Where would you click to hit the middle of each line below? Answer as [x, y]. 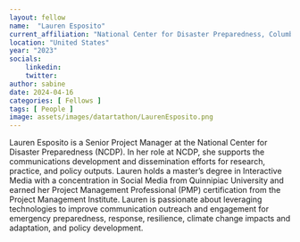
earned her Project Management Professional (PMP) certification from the [145, 190]
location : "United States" [59, 42]
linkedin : [44, 68]
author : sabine [37, 84]
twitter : [42, 76]
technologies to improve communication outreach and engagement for [139, 209]
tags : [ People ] [42, 109]
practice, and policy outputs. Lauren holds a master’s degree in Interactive [146, 171]
